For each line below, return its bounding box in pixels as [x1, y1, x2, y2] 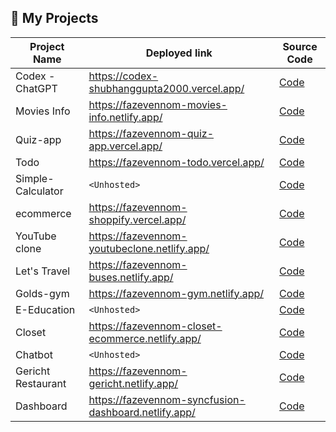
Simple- [15, 171, 55, 185]
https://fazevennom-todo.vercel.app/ [88, 155, 265, 169]
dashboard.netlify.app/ [88, 405, 196, 419]
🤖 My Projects [10, 10, 99, 27]
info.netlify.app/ [88, 110, 163, 124]
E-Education [15, 302, 76, 316]
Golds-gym [15, 286, 70, 300]
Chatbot [15, 347, 53, 361]
